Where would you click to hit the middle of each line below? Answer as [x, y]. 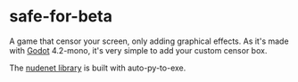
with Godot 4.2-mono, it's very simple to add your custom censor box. [138, 50]
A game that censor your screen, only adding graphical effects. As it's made [149, 41]
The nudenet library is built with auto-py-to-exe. [98, 68]
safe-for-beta [61, 16]
